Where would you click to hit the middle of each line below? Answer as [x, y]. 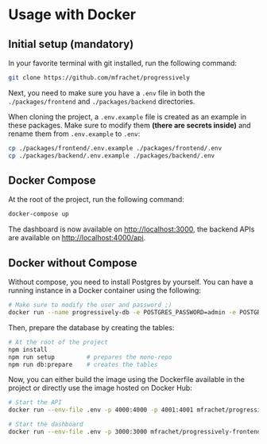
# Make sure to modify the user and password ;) [90, 305]
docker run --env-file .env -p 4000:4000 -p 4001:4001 [101, 410]
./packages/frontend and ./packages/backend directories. [102, 101]
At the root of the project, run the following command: [96, 200]
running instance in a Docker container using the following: [104, 290]
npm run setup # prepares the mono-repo [90, 357]
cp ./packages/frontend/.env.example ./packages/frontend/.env [115, 148]
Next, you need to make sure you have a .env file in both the [107, 92]
